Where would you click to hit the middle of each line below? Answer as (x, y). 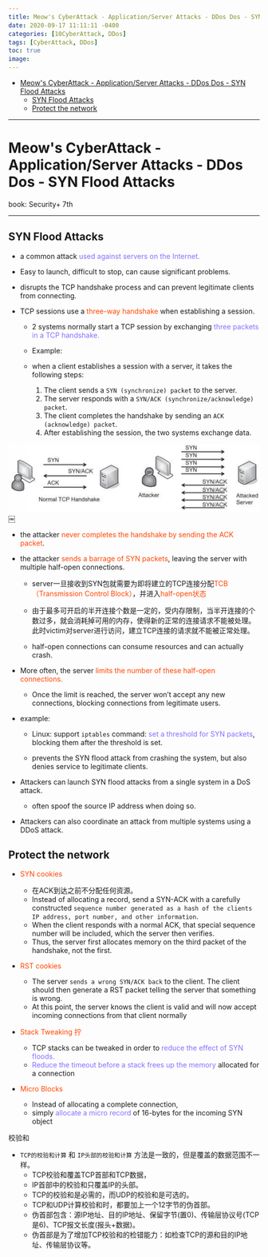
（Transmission (57, 593)
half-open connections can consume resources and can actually (138, 646)
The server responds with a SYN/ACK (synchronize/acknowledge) (149, 398)
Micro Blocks (41, 1089)
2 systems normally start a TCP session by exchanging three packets (145, 326)
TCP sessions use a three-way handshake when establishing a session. (137, 311)
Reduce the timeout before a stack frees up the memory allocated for (145, 1065)
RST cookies (41, 966)
